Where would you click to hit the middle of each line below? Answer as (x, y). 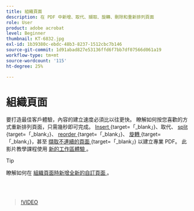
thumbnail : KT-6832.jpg (35, 39)
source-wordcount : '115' (36, 61)
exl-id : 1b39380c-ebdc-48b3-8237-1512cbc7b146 (64, 45)
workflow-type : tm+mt (33, 55)
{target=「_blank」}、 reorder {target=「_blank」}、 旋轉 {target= (83, 134)
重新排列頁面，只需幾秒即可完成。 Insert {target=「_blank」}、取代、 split (99, 127)
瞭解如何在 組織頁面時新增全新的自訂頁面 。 (59, 173)
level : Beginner (26, 34)
